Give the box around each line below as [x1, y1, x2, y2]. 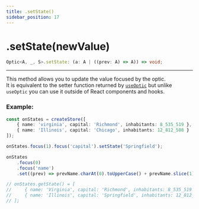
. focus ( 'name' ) [17, 165, 54, 171]
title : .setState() [6, 8, 54, 15]
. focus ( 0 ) [17, 159, 41, 166]
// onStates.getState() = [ [6, 181, 76, 187]
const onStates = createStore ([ [6, 116, 86, 122]
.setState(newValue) [6, 40, 110, 53]
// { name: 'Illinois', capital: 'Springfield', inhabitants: [6, 192, 174, 198]
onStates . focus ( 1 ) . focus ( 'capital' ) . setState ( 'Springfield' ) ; [6, 143, 163, 150]
